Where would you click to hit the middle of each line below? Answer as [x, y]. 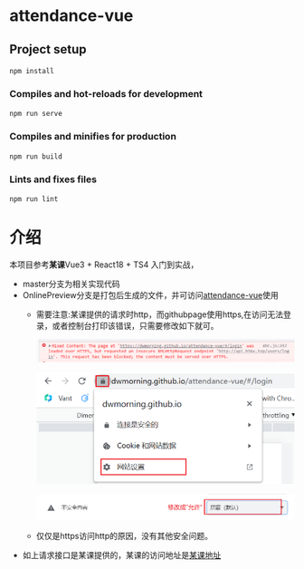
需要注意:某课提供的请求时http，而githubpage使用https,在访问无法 [160, 314]
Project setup [48, 49]
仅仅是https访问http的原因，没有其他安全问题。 [124, 535]
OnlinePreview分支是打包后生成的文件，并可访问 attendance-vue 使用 [150, 294]
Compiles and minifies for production [93, 137]
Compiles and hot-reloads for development [106, 93]
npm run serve [36, 114]
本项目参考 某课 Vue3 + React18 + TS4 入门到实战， [104, 265]
